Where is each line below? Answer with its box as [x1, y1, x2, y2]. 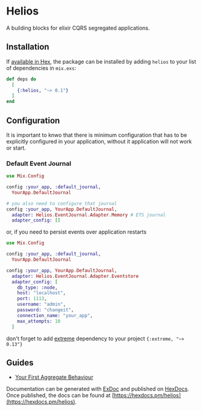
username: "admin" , [17, 301, 66, 307]
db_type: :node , [17, 284, 58, 291]
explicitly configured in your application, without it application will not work [6, 137, 192, 145]
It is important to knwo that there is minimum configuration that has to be [6, 131, 188, 139]
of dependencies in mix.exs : [6, 64, 77, 71]
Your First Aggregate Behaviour [14, 373, 93, 381]
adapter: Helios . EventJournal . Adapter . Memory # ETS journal [11, 212, 166, 218]
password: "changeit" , [17, 307, 74, 313]
